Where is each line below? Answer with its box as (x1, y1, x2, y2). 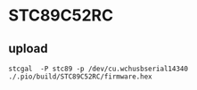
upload (8, 41, 48, 56)
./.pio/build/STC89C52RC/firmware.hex (8, 72, 152, 81)
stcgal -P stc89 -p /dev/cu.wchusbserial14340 (8, 64, 189, 73)
